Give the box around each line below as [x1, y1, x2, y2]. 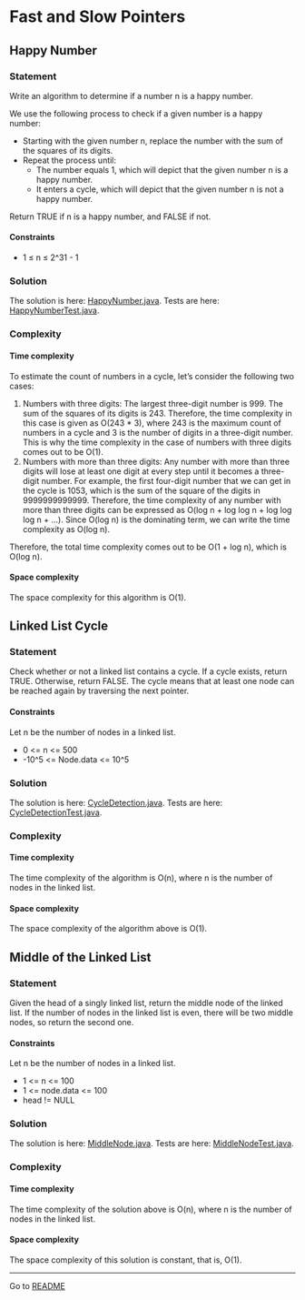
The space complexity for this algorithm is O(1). [9, 591, 187, 602]
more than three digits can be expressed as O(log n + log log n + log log [22, 504, 292, 515]
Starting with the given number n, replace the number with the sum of [22, 135, 283, 146]
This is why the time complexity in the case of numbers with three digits [22, 437, 292, 448]
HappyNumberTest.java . [9, 305, 100, 316]
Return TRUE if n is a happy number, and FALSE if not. [9, 211, 212, 222]
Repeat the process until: [22, 155, 116, 166]
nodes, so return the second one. [9, 1016, 134, 1027]
